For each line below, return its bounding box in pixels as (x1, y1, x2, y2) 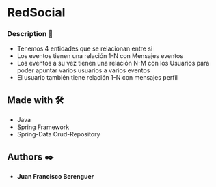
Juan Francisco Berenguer (16, 173, 94, 181)
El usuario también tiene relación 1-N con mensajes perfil (16, 74, 178, 82)
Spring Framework (16, 123, 70, 131)
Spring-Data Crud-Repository (16, 130, 100, 139)
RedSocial (7, 5, 66, 20)
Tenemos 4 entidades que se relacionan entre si (16, 44, 153, 53)
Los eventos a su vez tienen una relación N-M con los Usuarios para (16, 59, 210, 68)
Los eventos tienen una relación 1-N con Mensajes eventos (16, 52, 183, 60)
